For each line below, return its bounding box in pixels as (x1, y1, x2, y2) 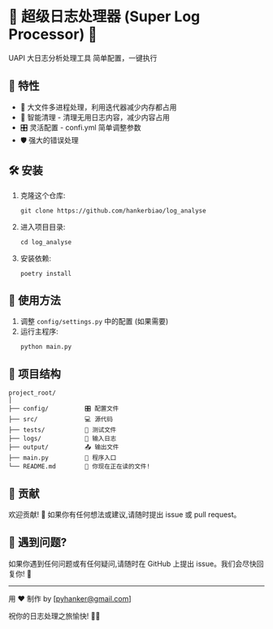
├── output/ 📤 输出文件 (8, 443, 119, 451)
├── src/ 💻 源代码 (8, 416, 114, 424)
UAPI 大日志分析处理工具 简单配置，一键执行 (8, 53, 158, 62)
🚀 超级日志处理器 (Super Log (8, 7, 201, 26)
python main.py (19, 343, 72, 351)
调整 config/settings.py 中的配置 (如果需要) (19, 317, 169, 326)
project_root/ (8, 389, 57, 398)
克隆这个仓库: (19, 190, 66, 200)
